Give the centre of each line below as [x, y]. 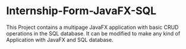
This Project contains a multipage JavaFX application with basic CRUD [92, 27]
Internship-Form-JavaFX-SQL [81, 11]
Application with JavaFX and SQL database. [60, 40]
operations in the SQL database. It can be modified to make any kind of [93, 33]
